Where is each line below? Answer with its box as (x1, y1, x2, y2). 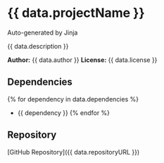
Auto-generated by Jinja (7, 28, 78, 37)
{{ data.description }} (7, 42, 69, 50)
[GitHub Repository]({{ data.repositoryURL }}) (7, 147, 140, 156)
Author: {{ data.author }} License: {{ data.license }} (7, 55, 158, 64)
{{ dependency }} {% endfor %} (17, 108, 111, 117)
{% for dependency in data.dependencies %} (7, 95, 139, 103)
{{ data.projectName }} (7, 5, 146, 21)
